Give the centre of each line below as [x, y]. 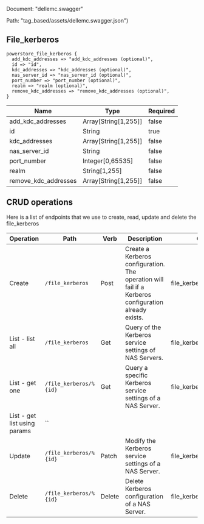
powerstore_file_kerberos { [42, 54]
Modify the [140, 441]
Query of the [143, 327]
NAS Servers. [144, 358]
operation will [144, 279]
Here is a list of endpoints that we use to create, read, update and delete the [101, 217]
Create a [137, 249]
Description [145, 238]
